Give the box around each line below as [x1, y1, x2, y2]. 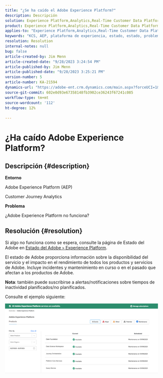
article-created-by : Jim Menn [5, 54, 66, 59]
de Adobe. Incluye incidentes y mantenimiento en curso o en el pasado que [5, 265, 156, 270]
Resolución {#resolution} [5, 227, 83, 235]
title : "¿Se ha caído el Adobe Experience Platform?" [5, 8, 116, 13]
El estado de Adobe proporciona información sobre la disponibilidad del [5, 254, 148, 260]
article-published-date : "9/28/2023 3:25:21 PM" [5, 70, 105, 75]
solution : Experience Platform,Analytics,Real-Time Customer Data [5, 18, 142, 23]
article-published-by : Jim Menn [5, 64, 70, 69]
